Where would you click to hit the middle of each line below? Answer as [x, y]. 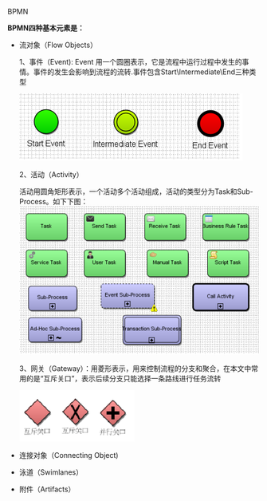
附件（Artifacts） [47, 489]
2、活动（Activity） [51, 174]
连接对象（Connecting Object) [69, 456]
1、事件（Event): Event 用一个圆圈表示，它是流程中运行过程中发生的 [130, 62]
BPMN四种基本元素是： [46, 28]
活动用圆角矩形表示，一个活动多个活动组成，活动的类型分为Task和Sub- [136, 191]
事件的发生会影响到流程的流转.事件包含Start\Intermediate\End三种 [141, 72]
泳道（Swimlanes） [51, 472]
